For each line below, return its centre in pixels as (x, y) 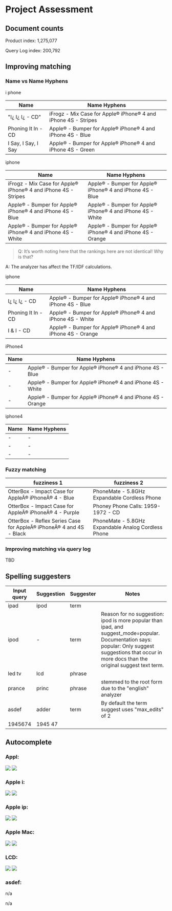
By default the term (124, 703)
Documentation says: (126, 640)
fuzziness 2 (128, 483)
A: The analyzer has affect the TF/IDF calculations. (59, 266)
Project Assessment (49, 9)
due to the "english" (125, 689)
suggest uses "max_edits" (132, 710)
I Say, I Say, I (23, 143)
